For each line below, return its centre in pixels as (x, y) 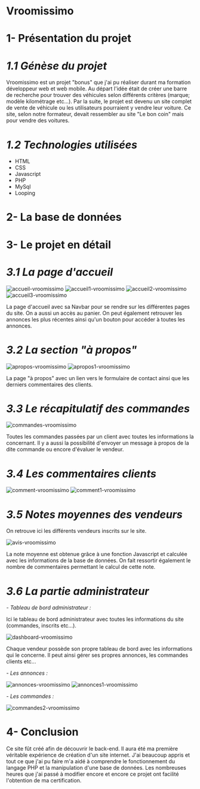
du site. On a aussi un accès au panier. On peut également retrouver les (94, 313)
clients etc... (21, 661)
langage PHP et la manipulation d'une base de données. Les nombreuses (96, 768)
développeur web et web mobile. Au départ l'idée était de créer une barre (97, 89)
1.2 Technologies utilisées (72, 145)
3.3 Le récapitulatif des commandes (98, 409)
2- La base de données (64, 217)
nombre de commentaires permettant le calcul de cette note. (81, 567)
